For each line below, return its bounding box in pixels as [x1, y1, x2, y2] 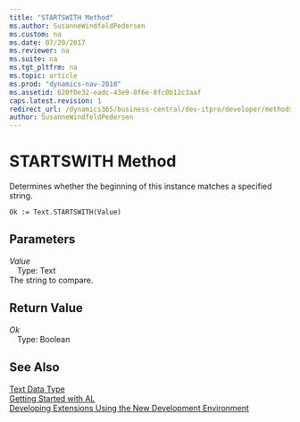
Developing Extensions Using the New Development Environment [9, 402, 250, 413]
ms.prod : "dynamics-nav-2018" [9, 80, 122, 89]
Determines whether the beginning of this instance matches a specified [9, 181, 272, 192]
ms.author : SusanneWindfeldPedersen [9, 21, 146, 30]
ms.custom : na [9, 30, 62, 38]
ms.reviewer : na [9, 46, 70, 55]
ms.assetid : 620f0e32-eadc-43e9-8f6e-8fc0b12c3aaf [9, 88, 202, 97]
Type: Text [17, 265, 56, 275]
